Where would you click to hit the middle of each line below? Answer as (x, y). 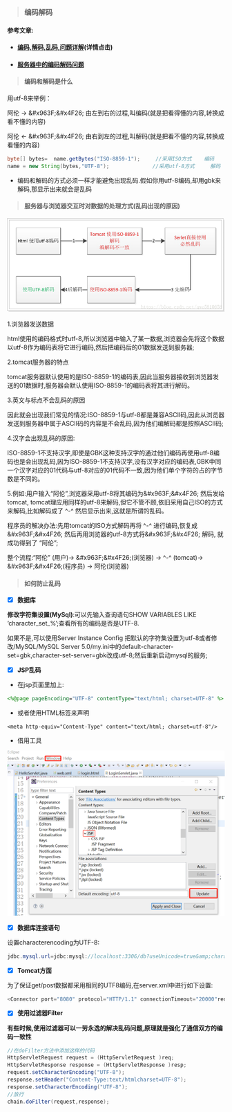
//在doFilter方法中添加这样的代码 (51, 1050)
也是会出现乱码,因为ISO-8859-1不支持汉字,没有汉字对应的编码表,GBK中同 (117, 461)
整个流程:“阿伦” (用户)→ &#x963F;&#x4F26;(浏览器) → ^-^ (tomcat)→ (105, 557)
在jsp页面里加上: (40, 685)
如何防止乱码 (42, 583)
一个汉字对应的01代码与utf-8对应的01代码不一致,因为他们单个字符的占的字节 (115, 470)
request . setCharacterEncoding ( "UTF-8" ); (66, 1073)
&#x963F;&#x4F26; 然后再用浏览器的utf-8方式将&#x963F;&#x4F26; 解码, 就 (115, 534)
